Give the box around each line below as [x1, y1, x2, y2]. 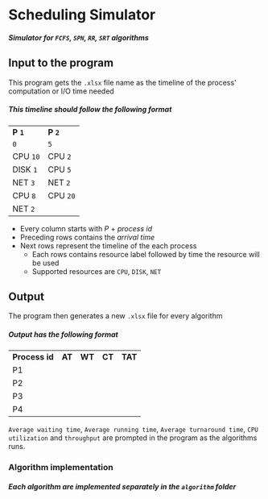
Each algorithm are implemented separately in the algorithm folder [8, 481, 237, 491]
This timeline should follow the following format [8, 105, 172, 114]
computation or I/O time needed [8, 86, 114, 96]
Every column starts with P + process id [19, 223, 153, 233]
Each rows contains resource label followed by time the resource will [31, 249, 260, 259]
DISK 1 [12, 164, 38, 175]
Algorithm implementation [8, 462, 114, 473]
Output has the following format [8, 329, 119, 339]
